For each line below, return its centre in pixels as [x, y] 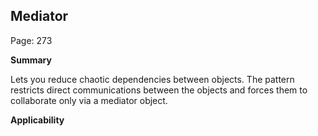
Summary [31, 60]
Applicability [37, 120]
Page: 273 [31, 40]
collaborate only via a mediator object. [89, 100]
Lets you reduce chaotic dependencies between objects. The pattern [152, 79]
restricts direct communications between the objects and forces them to [159, 90]
